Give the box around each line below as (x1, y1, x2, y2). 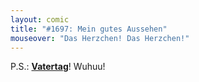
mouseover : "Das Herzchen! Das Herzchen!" (10, 33, 190, 43)
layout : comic (10, 14, 70, 25)
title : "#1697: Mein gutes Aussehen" (10, 24, 168, 34)
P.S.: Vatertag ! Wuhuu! (10, 61, 106, 73)
